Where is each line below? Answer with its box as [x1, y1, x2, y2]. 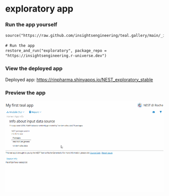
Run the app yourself [5, 21, 58, 28]
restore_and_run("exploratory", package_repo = [5, 48, 107, 54]
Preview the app [5, 89, 46, 96]
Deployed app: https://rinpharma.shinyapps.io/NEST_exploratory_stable [5, 76, 153, 82]
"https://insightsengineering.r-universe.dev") [5, 54, 107, 59]
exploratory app [5, 3, 74, 15]
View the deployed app [5, 65, 63, 72]
